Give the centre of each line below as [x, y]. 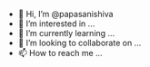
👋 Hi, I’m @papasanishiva [65, 14]
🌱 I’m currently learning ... [66, 33]
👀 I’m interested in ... [56, 24]
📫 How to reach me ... [60, 53]
